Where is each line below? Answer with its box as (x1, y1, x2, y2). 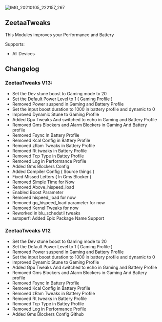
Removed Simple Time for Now (12, 179, 75, 185)
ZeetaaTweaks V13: (5, 80, 53, 86)
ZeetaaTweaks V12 (5, 227, 51, 234)
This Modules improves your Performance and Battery (5, 32, 114, 38)
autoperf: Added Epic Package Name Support (12, 215, 104, 221)
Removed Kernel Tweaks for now (12, 205, 79, 211)
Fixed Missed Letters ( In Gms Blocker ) (12, 173, 92, 179)
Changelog (5, 65, 40, 73)
